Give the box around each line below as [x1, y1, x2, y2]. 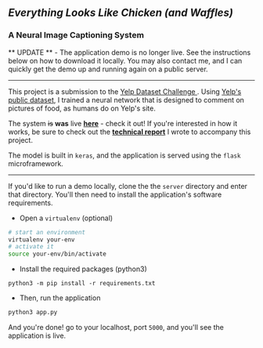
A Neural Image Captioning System [8, 30, 145, 41]
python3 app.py [8, 309, 58, 317]
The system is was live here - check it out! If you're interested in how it [8, 118, 237, 128]
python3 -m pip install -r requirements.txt [8, 280, 156, 288]
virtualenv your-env [8, 235, 76, 244]
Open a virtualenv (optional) [19, 213, 113, 223]
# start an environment [8, 228, 86, 236]
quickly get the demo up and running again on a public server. [8, 64, 209, 74]
